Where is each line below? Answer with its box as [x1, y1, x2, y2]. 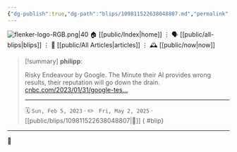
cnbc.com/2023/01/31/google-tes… [24, 85, 128, 94]
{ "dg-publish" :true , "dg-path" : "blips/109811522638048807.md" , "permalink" [7, 10, 229, 18]
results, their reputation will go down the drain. [24, 78, 161, 87]
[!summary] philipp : [24, 57, 83, 65]
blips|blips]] [7, 40, 42, 49]
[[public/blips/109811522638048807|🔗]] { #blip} [24, 116, 164, 125]
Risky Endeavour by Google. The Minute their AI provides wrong [24, 70, 212, 79]
